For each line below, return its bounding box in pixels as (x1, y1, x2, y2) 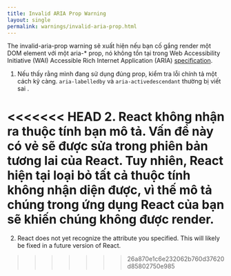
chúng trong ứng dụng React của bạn (7, 197, 225, 213)
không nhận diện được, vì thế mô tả (7, 182, 212, 197)
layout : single (7, 17, 51, 23)
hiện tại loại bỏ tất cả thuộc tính (7, 167, 191, 183)
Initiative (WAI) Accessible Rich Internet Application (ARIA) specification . (7, 57, 213, 65)
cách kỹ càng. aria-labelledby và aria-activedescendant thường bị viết (17, 77, 221, 86)
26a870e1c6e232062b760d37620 (127, 255, 225, 263)
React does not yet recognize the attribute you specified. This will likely (17, 234, 221, 242)
